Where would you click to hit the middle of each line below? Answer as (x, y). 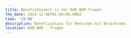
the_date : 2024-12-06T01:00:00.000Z (43, 14)
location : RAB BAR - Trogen (34, 28)
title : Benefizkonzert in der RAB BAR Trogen (53, 10)
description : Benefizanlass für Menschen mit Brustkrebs (66, 23)
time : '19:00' (20, 19)
